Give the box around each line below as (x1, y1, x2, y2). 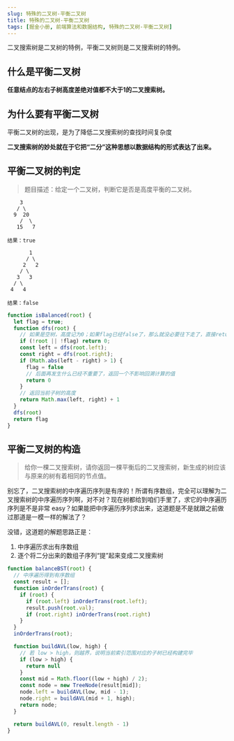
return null (25, 662, 61, 670)
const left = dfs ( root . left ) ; (19, 344, 108, 352)
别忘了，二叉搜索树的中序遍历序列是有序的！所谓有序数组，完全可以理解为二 (7, 487, 227, 495)
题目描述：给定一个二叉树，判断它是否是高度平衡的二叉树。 (24, 185, 196, 193)
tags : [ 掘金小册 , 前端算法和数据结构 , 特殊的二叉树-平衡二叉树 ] (7, 23, 173, 30)
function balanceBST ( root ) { (7, 566, 92, 573)
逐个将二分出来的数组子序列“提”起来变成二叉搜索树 (17, 552, 164, 560)
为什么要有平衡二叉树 (7, 108, 99, 120)
